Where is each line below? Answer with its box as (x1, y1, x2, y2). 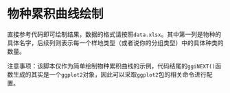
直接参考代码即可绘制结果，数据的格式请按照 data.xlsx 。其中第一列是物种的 (7, 30, 222, 38)
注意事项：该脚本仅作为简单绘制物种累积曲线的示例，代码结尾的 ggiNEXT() (7, 62, 216, 70)
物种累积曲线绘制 (7, 6, 104, 22)
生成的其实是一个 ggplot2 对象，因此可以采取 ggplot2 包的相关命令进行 (12, 70, 207, 79)
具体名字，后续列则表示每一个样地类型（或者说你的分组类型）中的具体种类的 (7, 38, 224, 46)
